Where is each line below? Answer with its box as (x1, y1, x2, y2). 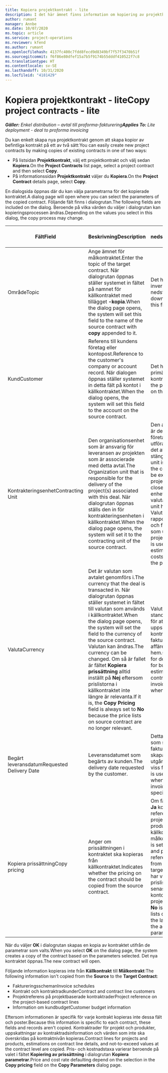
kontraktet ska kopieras (88, 850, 143, 857)
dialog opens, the (88, 394, 129, 401)
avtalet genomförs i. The (88, 574, 144, 581)
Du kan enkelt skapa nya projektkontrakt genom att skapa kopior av (5, 137, 144, 143)
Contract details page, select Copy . (12, 178, 86, 184)
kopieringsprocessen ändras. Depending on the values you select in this (5, 209, 152, 216)
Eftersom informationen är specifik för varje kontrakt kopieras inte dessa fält (5, 1014, 162, 1020)
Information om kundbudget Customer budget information (12, 1004, 131, 1010)
